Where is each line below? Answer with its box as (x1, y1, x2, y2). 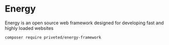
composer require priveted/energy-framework (5, 35, 101, 40)
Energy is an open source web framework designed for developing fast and (5, 20, 164, 26)
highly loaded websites (5, 25, 54, 31)
